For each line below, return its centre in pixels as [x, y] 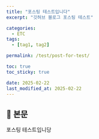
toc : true [19, 67]
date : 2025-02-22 [28, 83]
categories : [21, 28]
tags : [13, 40]
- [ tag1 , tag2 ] [31, 45]
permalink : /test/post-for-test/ [48, 56]
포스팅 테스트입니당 [29, 130]
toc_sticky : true [28, 72]
